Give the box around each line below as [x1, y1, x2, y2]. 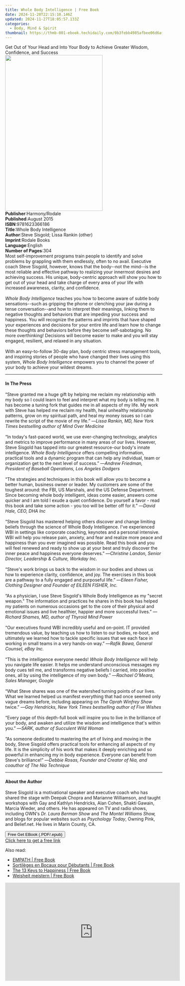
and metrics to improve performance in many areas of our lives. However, [5, 439, 157, 445]
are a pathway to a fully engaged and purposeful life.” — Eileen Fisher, [5, 577, 149, 583]
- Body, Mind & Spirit [9, 26, 57, 31]
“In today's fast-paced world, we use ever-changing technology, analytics [5, 434, 157, 440]
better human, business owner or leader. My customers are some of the [5, 482, 153, 488]
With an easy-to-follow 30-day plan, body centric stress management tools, [5, 349, 161, 354]
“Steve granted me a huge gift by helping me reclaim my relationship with [5, 392, 156, 397]
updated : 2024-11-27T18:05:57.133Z [5, 16, 79, 21]
